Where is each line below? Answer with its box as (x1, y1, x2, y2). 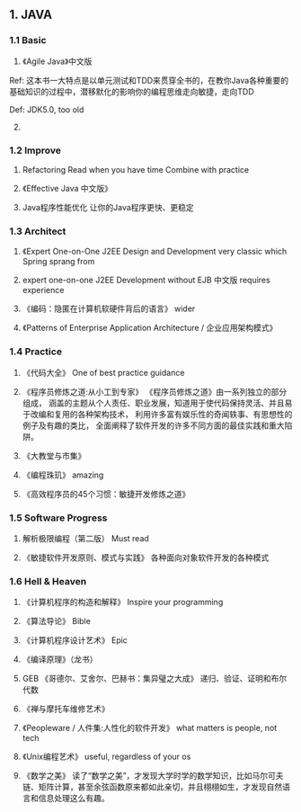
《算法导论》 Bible (22, 616, 92, 627)
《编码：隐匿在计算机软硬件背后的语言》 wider (22, 303, 196, 314)
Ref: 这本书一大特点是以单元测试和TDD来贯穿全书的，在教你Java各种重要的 (9, 75, 289, 85)
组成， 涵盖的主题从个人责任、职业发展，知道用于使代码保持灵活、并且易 (22, 397, 293, 408)
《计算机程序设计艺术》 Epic (22, 635, 128, 646)
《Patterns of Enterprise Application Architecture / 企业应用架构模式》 (22, 323, 278, 334)
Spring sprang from (22, 256, 95, 267)
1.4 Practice (9, 345, 63, 358)
